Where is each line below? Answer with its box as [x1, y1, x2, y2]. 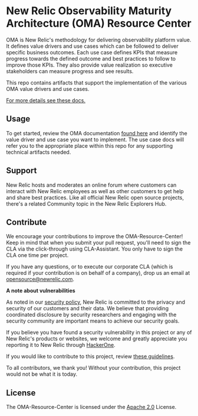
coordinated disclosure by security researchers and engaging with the [6, 311, 177, 318]
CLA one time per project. [6, 252, 69, 259]
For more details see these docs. [6, 96, 86, 104]
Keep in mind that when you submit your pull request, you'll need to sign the [6, 239, 191, 246]
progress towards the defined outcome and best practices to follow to [6, 55, 176, 62]
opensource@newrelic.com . [6, 276, 75, 283]
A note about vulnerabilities [6, 287, 75, 294]
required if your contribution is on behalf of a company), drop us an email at [6, 269, 190, 277]
